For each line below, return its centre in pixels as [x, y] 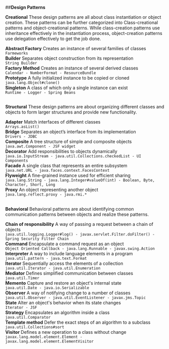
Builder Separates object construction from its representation [69, 58]
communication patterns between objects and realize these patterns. [77, 214]
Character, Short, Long [30, 185]
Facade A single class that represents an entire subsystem [66, 166]
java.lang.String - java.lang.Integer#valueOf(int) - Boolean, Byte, [80, 180]
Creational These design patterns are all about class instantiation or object [83, 17]
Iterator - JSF [21, 307]
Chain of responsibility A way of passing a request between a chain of [79, 224]
